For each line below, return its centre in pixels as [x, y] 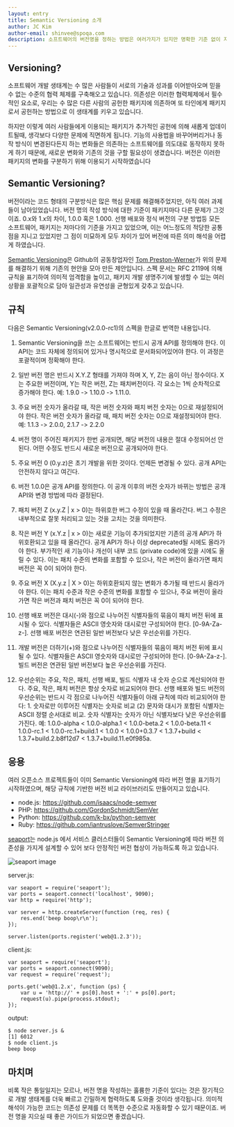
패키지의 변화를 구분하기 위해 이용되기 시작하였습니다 [80, 161]
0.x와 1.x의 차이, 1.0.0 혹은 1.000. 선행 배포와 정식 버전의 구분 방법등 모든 [122, 218]
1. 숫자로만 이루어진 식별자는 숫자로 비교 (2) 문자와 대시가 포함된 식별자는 [126, 706]
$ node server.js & [36, 1031]
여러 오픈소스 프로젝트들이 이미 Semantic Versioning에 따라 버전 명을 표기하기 [114, 780]
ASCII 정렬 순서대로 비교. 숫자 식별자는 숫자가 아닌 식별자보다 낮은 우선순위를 [122, 714]
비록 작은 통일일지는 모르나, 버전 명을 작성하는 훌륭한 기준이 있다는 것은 [104, 1090]
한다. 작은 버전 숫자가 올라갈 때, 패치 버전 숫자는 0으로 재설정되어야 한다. [123, 416]
